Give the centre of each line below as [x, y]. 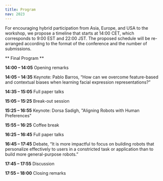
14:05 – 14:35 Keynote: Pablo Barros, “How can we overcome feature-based [82, 77]
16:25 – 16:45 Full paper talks [35, 134]
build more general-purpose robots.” [42, 154]
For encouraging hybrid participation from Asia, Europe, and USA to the [77, 28]
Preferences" [18, 115]
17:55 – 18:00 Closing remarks [36, 173]
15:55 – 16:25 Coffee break [32, 125]
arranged [14, 43]
